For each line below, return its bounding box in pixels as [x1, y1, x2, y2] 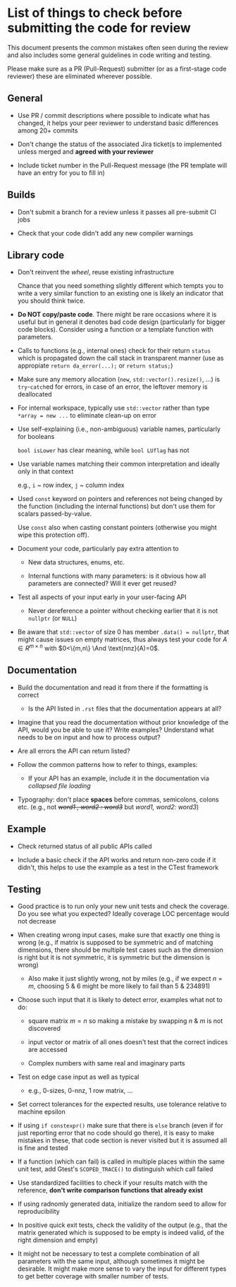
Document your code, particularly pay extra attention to [17, 545, 179, 553]
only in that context [17, 467, 74, 476]
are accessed [27, 1046, 68, 1054]
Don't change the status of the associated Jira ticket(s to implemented [17, 140, 222, 148]
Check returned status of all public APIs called [17, 842, 153, 850]
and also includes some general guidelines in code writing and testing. [7, 51, 212, 59]
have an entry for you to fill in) [17, 168, 106, 177]
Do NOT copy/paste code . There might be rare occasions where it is [17, 310, 217, 319]
